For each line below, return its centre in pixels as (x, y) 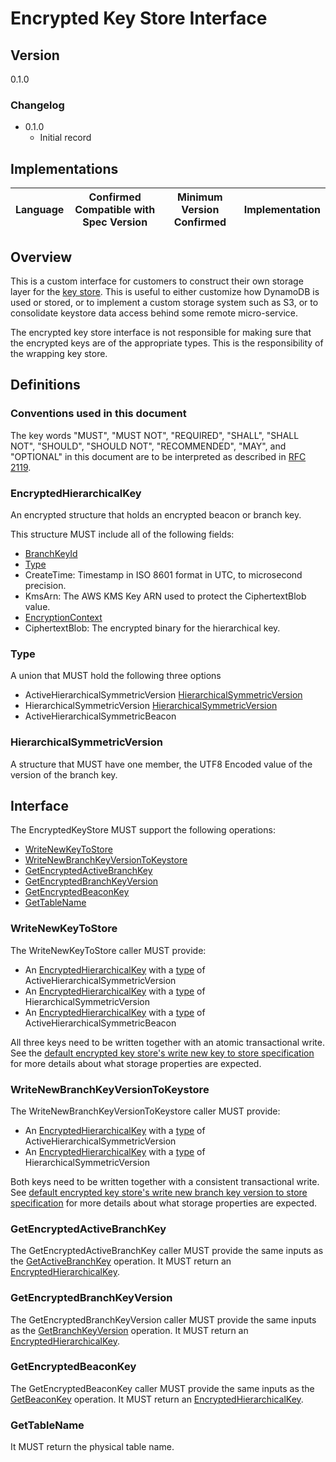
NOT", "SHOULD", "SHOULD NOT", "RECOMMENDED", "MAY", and (148, 446)
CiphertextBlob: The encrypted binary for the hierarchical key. (152, 628)
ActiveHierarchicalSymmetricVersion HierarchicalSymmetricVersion (163, 695)
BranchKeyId (51, 553)
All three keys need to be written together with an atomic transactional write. (167, 1042)
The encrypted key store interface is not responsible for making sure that (161, 332)
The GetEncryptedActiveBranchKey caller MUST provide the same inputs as (167, 1251)
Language (40, 210)
